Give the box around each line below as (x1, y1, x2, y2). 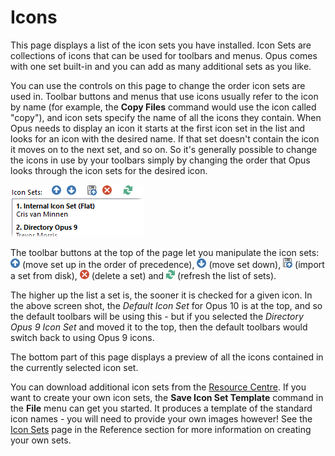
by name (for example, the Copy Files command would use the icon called (10, 101, 317, 113)
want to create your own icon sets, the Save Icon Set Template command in (10, 391, 324, 403)
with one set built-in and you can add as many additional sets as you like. (10, 60, 312, 72)
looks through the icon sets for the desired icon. (10, 164, 208, 176)
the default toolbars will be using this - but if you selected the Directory (10, 310, 304, 322)
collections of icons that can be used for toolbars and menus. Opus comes (10, 49, 318, 61)
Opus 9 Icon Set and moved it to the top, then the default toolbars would (10, 321, 308, 333)
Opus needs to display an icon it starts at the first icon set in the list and (10, 122, 306, 134)
